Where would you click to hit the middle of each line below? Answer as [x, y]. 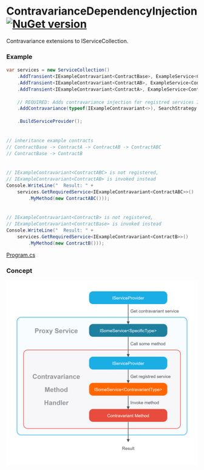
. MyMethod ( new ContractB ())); [66, 243]
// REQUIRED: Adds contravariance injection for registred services [106, 102]
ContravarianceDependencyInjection [102, 11]
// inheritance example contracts [50, 140]
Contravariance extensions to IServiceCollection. [67, 41]
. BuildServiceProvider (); [50, 122]
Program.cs [21, 255]
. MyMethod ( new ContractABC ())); [69, 198]
